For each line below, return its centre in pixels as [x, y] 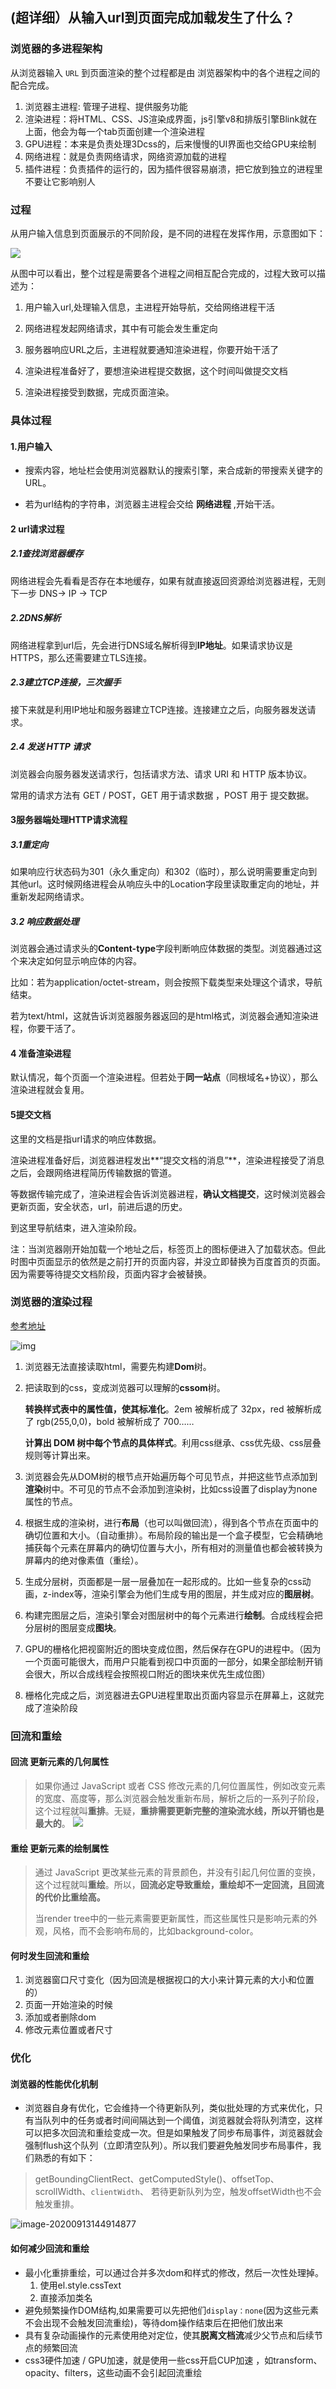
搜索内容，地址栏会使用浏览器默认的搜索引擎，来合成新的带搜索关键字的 [173, 470]
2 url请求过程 [37, 529]
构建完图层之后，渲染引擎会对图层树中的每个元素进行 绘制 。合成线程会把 [173, 1615]
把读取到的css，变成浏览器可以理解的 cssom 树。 [125, 1387]
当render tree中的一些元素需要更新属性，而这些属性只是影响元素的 [172, 1919]
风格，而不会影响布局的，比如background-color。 [155, 1931]
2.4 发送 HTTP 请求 [50, 747]
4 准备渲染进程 [41, 1053]
